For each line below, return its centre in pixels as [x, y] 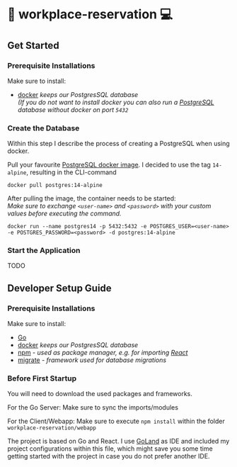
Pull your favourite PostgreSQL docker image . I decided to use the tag [109, 165]
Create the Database [44, 128]
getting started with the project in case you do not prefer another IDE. [109, 456]
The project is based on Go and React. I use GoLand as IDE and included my [118, 441]
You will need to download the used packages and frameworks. [100, 394]
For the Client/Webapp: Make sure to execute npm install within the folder [116, 421]
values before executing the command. [64, 213]
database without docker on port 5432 [73, 109]
